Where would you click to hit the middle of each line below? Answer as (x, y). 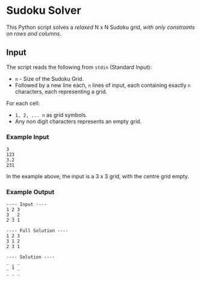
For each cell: (23, 103)
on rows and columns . (34, 33)
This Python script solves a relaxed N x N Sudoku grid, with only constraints (100, 27)
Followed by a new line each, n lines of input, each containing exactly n (103, 85)
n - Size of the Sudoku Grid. (49, 78)
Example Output (30, 192)
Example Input (28, 137)
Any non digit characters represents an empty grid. (78, 121)
